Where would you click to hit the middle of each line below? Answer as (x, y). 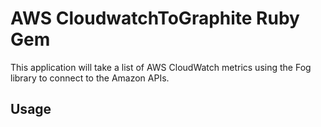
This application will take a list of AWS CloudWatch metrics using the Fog (161, 67)
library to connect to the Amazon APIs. (90, 78)
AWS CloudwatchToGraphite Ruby (155, 18)
